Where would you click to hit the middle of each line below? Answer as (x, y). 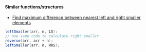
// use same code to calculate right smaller (52, 36)
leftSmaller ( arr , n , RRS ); (32, 45)
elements (21, 23)
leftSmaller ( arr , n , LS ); (31, 32)
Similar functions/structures (35, 7)
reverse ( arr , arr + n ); (29, 41)
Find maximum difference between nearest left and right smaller (76, 17)
